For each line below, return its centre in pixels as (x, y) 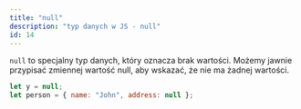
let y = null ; (36, 87)
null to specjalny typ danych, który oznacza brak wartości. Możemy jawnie (151, 61)
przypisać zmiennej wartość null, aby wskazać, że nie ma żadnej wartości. (150, 70)
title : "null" (36, 18)
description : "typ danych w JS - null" (85, 26)
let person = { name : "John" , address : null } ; (102, 95)
